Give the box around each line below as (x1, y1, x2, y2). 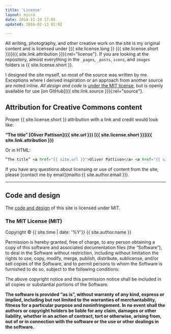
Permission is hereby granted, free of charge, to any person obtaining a (5, 239, 155, 245)
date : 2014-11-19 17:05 (5, 17, 56, 22)
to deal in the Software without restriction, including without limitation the (5, 250, 159, 256)
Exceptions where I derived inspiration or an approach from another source (5, 77, 163, 83)
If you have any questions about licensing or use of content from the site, (5, 166, 159, 172)
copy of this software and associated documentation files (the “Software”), (5, 245, 162, 251)
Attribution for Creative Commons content (5, 103, 142, 111)
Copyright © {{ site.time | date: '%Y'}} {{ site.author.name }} (5, 229, 131, 235)
